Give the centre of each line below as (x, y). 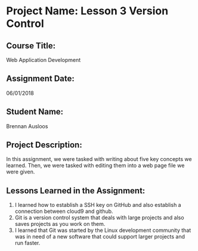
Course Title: (31, 46)
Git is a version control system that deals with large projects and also (99, 218)
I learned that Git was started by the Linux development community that (103, 230)
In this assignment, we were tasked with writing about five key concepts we (99, 159)
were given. (21, 172)
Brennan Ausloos (27, 126)
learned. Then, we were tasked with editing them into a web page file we (95, 166)
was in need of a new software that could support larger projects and (100, 237)
